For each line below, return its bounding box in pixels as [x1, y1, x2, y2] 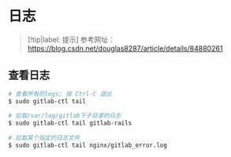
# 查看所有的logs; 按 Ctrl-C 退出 [8, 90, 112, 98]
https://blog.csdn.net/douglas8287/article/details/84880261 [27, 43, 223, 53]
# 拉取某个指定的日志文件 [8, 134, 80, 142]
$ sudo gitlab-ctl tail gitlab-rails [8, 119, 132, 127]
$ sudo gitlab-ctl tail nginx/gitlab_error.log [8, 141, 168, 149]
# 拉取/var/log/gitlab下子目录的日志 [8, 112, 121, 120]
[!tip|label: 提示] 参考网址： [27, 35, 116, 44]
